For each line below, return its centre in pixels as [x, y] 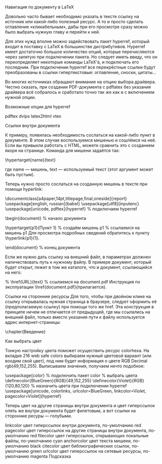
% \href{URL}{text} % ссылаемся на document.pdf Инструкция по [73, 282]
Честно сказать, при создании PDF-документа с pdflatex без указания [78, 87]
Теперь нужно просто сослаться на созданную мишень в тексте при [76, 184]
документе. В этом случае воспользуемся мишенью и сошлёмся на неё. [81, 140]
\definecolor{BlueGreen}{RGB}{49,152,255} [48, 381]
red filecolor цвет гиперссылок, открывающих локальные [89, 436]
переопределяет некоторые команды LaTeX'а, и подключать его [72, 62]
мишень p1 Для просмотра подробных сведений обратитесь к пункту [77, 233]
